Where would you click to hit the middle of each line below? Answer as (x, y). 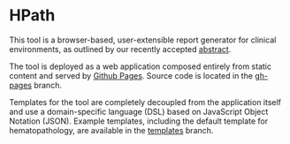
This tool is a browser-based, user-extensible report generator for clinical (143, 40)
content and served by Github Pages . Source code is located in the (131, 75)
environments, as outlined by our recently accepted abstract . (120, 49)
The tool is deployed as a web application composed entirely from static (141, 66)
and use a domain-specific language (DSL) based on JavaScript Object (139, 111)
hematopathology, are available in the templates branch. (111, 130)
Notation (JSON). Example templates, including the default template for (139, 121)
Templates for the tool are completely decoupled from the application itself (145, 102)
